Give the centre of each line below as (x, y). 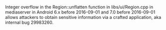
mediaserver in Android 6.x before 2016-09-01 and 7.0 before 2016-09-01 (80, 12)
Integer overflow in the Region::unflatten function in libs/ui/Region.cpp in (79, 7)
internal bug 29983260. (29, 22)
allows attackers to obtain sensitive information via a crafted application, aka (83, 17)
